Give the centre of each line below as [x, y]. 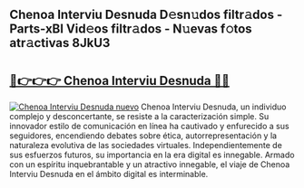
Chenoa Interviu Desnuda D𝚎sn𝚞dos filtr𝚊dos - [146, 15]
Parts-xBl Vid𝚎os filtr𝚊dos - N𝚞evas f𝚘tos [131, 29]
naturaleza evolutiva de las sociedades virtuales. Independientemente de [146, 145]
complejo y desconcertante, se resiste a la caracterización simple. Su [139, 116]
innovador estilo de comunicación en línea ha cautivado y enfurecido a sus [149, 126]
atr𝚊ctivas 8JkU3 [60, 43]
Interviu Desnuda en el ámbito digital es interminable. [109, 174]
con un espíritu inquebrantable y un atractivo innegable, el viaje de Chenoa [150, 164]
